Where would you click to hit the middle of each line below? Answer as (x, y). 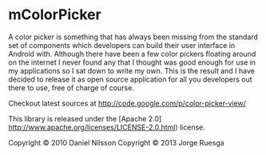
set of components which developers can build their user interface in (122, 45)
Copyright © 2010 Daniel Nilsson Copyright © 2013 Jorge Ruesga (117, 142)
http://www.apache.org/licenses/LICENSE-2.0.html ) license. (107, 127)
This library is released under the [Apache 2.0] (85, 118)
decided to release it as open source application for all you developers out (131, 79)
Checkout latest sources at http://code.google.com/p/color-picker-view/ (127, 103)
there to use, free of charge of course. (71, 87)
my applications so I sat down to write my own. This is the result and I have (132, 70)
